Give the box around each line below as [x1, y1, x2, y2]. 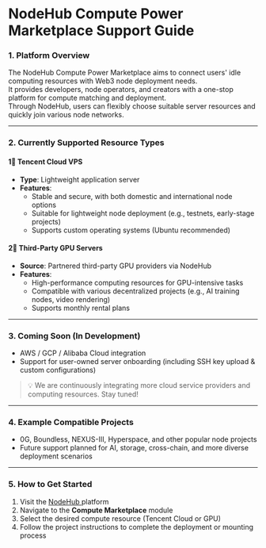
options [31, 200, 57, 209]
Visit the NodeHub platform [19, 496, 109, 506]
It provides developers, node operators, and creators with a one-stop [8, 85, 234, 94]
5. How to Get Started [8, 479, 93, 490]
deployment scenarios [19, 451, 93, 461]
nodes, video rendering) [31, 294, 111, 304]
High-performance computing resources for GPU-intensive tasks [31, 278, 244, 287]
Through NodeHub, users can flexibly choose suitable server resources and [8, 102, 256, 111]
